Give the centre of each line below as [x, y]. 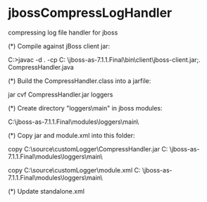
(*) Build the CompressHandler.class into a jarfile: [80, 81]
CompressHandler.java [41, 67]
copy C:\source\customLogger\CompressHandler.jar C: [88, 149]
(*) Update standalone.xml [46, 191]
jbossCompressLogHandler [90, 13]
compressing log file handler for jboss [63, 32]
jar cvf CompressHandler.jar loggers [61, 94]
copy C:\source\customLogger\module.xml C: [74, 170]
